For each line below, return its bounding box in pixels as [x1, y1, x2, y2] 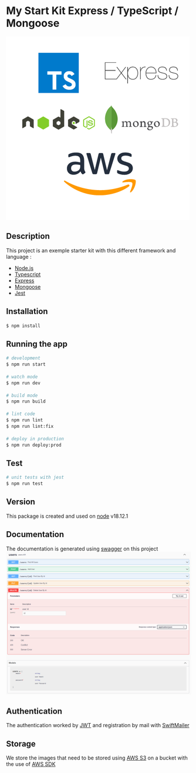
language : [6, 253, 32, 260]
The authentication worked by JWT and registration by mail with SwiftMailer [6, 722, 190, 729]
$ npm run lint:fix [6, 423, 54, 429]
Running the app [6, 339, 67, 349]
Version [6, 497, 35, 507]
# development [6, 355, 41, 362]
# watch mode [6, 374, 38, 380]
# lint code [6, 411, 35, 417]
